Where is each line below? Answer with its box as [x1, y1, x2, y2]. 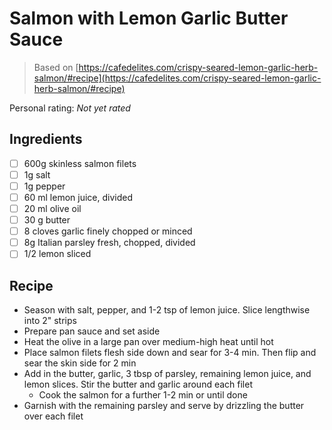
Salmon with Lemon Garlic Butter [9, 7, 289, 30]
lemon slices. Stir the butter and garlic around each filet [23, 378, 253, 391]
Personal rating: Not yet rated [9, 102, 131, 114]
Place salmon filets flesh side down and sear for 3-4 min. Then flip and [23, 347, 317, 359]
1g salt [23, 168, 51, 181]
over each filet [23, 410, 84, 422]
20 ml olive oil [23, 203, 82, 214]
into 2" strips [23, 315, 77, 327]
